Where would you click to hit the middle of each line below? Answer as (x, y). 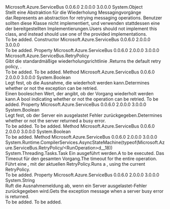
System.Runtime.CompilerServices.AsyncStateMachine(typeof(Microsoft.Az (85, 142)
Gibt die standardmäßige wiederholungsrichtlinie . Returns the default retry (83, 61)
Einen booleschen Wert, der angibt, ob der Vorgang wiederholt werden (79, 94)
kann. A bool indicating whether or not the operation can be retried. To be (82, 99)
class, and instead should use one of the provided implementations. (76, 34)
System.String (20, 180)
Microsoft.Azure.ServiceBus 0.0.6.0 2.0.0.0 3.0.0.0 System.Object (74, 7)
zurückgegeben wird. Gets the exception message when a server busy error (84, 191)
